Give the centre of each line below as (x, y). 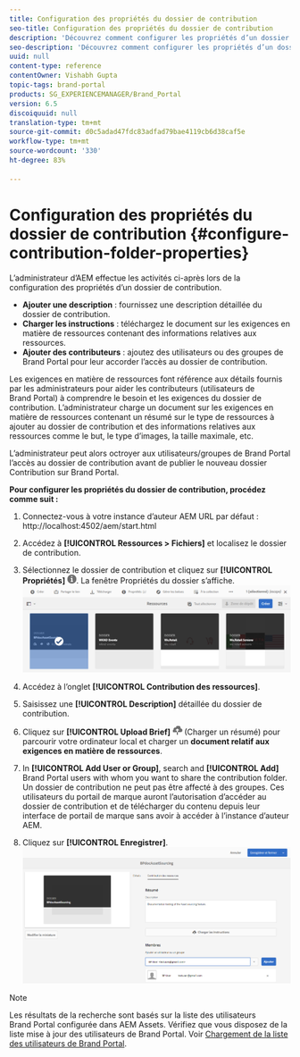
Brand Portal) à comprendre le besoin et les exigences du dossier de (135, 398)
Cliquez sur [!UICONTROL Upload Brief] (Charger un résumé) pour (151, 732)
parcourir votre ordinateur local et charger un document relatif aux (146, 741)
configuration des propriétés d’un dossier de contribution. (116, 287)
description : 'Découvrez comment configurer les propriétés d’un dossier (150, 38)
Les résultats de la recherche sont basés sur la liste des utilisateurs (133, 1015)
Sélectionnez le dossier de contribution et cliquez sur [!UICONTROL (147, 570)
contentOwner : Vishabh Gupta (63, 76)
